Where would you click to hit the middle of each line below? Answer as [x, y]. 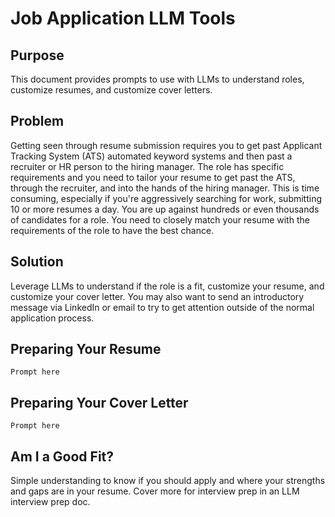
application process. [52, 318]
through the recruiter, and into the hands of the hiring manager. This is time [165, 188]
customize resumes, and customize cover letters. [111, 90]
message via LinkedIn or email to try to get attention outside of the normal [162, 307]
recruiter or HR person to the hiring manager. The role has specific [147, 166]
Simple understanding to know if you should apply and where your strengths [168, 481]
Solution [37, 262]
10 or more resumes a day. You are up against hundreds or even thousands [165, 209]
